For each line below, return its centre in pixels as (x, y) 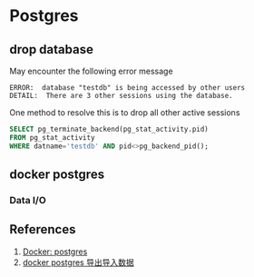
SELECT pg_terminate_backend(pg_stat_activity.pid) (109, 129)
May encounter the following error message (92, 71)
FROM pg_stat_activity (52, 137)
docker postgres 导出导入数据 (78, 262)
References (43, 229)
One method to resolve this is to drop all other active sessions (125, 113)
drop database (51, 49)
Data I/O (28, 200)
